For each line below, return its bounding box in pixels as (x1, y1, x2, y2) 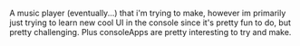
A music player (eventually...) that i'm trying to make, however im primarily (9, 8, 286, 18)
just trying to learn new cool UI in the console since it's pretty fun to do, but (9, 17, 292, 28)
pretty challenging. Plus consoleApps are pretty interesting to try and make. (9, 27, 292, 37)
